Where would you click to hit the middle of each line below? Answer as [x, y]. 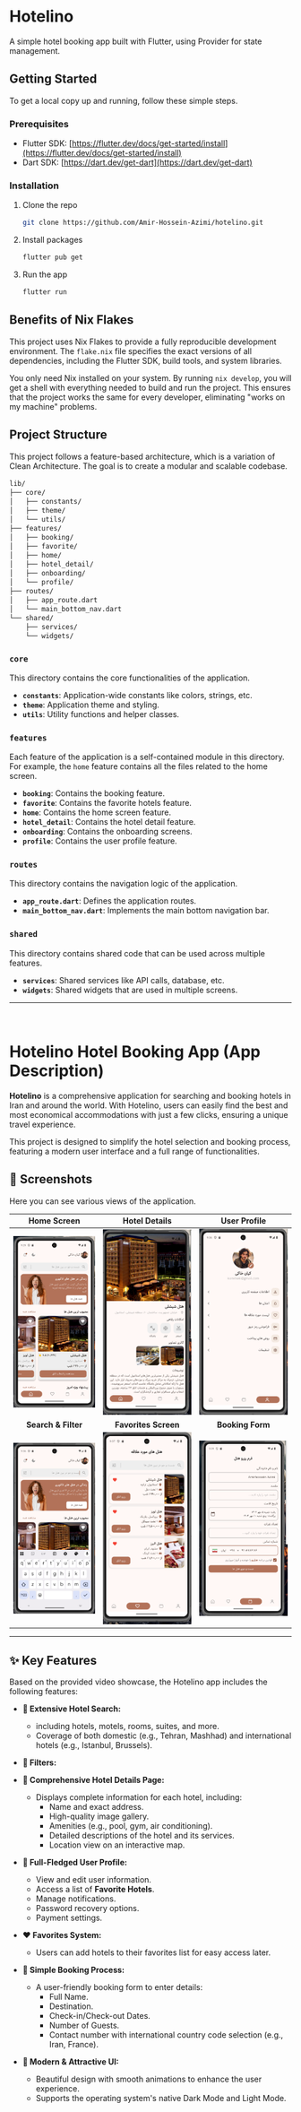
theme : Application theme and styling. [90, 705]
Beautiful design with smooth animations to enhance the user [149, 2079]
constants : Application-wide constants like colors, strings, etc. [137, 695]
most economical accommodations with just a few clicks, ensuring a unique [149, 1114]
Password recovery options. [87, 1909]
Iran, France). [73, 2045]
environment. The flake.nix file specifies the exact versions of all [131, 351]
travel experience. [43, 1124]
